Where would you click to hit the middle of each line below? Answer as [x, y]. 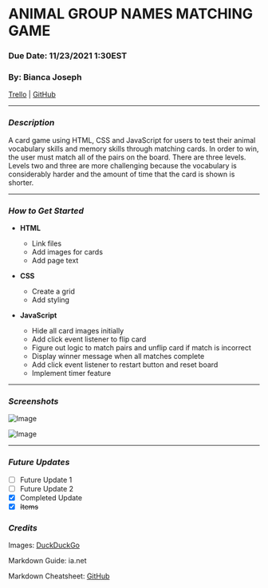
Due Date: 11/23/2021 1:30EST [68, 56]
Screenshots [33, 401]
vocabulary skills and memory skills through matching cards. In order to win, [134, 148]
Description [32, 123]
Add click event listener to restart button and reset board [125, 365]
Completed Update [51, 497]
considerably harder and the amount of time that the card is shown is [122, 174]
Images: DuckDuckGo [44, 545]
